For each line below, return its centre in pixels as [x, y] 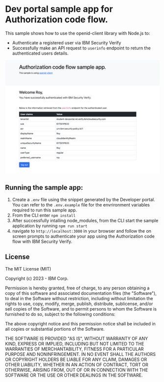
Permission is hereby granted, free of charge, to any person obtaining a [77, 288]
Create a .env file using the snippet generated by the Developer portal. [84, 199]
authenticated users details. [40, 53]
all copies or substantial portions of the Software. [55, 329]
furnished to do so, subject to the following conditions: [60, 314]
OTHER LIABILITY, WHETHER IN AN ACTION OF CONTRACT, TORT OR [77, 365]
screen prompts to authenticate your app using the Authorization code [83, 236]
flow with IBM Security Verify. [42, 241]
